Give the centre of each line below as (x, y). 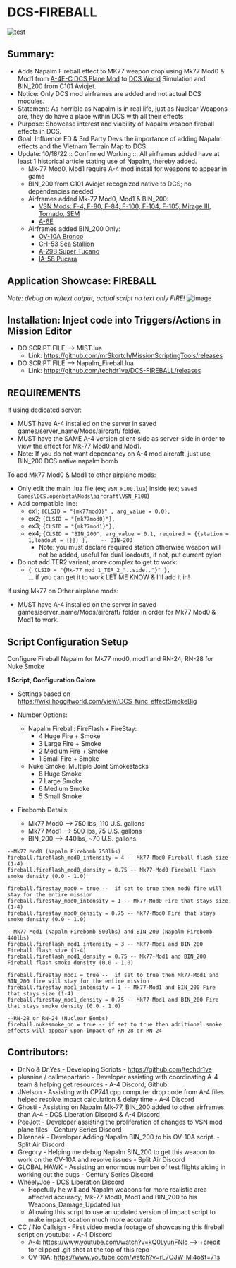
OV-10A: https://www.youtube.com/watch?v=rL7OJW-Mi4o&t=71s (124, 1257)
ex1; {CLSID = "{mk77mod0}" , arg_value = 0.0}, (99, 511)
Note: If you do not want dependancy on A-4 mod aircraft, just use (114, 454)
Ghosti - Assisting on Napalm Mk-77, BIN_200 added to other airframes (120, 1107)
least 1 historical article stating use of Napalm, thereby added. (107, 161)
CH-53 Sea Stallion (66, 244)
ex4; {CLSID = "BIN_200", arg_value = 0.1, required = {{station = (128, 533)
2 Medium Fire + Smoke (73, 751)
